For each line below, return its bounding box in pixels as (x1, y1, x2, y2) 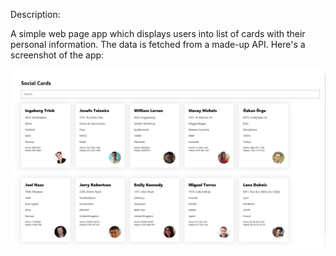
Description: (10, 9, 61, 20)
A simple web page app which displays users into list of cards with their (10, 28, 306, 39)
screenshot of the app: (10, 49, 105, 61)
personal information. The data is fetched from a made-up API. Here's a (10, 39, 306, 50)
